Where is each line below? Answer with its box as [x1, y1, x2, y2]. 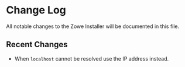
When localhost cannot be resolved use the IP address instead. [14, 55, 169, 62]
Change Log [6, 3, 66, 17]
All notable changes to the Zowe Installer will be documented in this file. [6, 23, 180, 30]
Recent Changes [6, 40, 68, 50]
